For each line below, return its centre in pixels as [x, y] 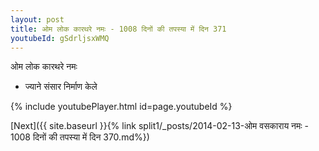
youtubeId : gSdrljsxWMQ [60, 38]
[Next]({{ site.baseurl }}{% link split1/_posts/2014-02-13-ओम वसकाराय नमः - [160, 126]
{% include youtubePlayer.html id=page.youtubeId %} [121, 107]
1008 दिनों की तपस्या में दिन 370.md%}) [80, 137]
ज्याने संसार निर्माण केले [61, 87]
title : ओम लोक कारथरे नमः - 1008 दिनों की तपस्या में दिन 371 [118, 29]
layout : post [37, 19]
